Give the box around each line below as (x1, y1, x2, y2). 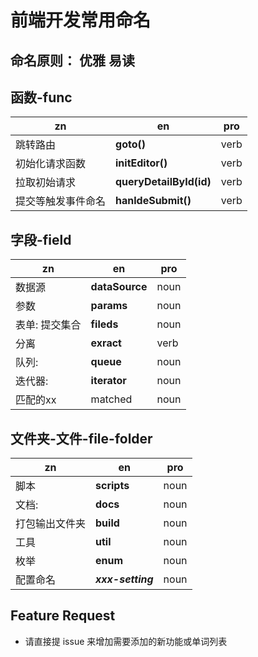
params (90, 299, 128, 313)
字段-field (10, 231, 72, 248)
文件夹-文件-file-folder (10, 430, 153, 447)
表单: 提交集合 (15, 318, 82, 332)
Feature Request (10, 607, 116, 625)
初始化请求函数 (15, 157, 87, 171)
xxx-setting (95, 572, 154, 586)
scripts (95, 479, 130, 493)
